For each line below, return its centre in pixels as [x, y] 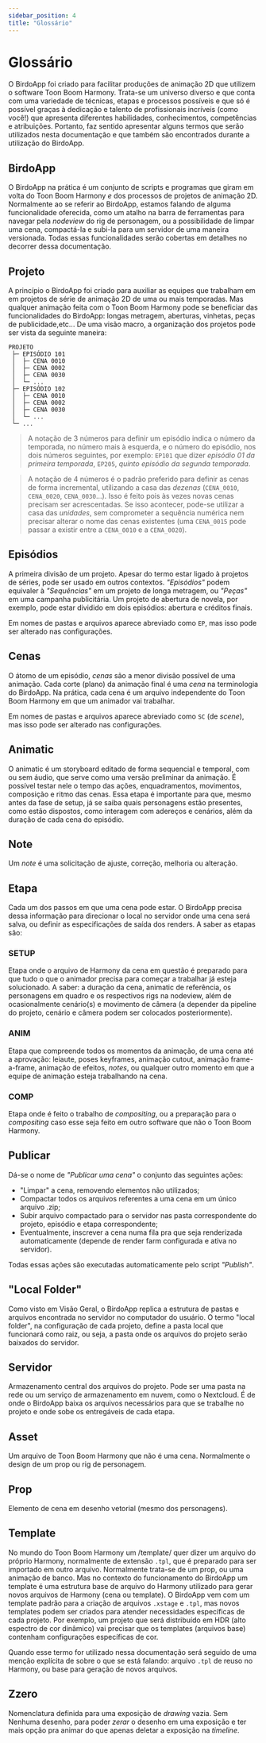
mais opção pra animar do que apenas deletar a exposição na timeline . [124, 1730]
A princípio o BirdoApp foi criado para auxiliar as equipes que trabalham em [132, 291]
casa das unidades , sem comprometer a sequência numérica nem [136, 513]
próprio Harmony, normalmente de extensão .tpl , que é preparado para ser [132, 1560]
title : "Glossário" [40, 23]
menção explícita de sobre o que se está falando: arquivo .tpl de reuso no [131, 1660]
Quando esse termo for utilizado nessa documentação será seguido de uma [132, 1652]
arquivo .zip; [40, 1207]
